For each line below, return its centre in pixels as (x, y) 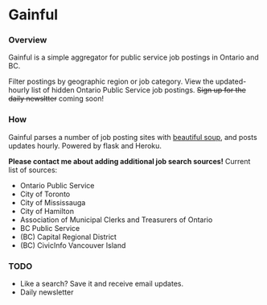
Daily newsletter (47, 292)
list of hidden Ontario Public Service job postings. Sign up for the (139, 90)
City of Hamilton (47, 211)
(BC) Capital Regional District (68, 237)
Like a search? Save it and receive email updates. (101, 284)
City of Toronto (45, 194)
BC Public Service (50, 228)
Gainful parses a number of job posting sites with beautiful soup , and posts (133, 137)
